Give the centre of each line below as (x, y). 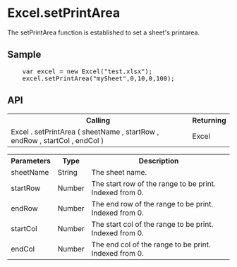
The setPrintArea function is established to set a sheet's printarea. (103, 32)
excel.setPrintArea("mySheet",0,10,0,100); (98, 78)
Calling (98, 120)
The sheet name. (119, 172)
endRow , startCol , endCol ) (57, 140)
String (67, 172)
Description (159, 161)
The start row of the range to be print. (154, 183)
